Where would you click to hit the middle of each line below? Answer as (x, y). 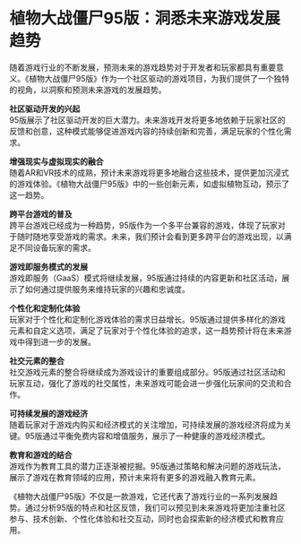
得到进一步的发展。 (60, 341)
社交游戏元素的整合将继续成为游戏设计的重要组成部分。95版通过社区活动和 (147, 372)
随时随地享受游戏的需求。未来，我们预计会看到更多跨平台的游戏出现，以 (150, 236)
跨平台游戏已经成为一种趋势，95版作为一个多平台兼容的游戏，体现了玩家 (143, 225)
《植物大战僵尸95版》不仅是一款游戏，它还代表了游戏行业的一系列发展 (140, 496)
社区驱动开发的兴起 (45, 108)
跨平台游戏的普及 (41, 214)
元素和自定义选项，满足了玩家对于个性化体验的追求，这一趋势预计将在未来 (146, 330)
